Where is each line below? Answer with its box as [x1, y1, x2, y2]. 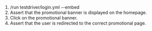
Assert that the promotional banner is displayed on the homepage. [10, 9, 147, 15]
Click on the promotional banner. [10, 15, 78, 20]
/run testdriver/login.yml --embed [10, 4, 80, 10]
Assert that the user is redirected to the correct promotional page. [10, 20, 146, 26]
